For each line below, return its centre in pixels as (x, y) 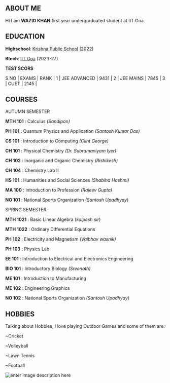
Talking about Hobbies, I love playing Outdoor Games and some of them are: (85, 326)
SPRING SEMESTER (26, 210)
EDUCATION (25, 37)
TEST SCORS (20, 68)
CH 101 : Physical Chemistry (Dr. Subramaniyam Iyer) (61, 151)
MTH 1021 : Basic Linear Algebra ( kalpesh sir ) (53, 219)
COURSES (22, 100)
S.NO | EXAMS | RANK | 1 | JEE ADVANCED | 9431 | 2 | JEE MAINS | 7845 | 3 (85, 78)
